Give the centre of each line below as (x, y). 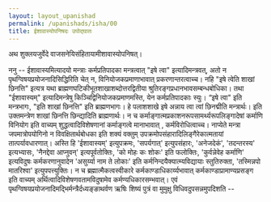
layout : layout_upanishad (52, 16)
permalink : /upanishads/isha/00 (63, 24)
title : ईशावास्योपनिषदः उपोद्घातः (51, 31)
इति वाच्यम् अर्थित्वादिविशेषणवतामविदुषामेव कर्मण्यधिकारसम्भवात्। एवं (93, 180)
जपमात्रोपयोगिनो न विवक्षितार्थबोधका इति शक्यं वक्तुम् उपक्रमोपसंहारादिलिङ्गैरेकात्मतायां (116, 134)
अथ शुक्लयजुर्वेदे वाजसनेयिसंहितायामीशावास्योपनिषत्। (76, 54)
